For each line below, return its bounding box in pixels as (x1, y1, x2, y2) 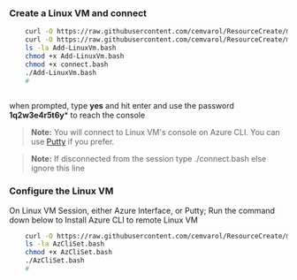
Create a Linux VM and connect (9, 7, 148, 19)
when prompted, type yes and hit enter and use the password (9, 101, 234, 111)
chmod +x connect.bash (25, 60, 109, 69)
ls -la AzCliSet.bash (25, 239, 104, 249)
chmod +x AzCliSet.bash (25, 248, 113, 257)
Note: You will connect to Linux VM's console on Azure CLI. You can (30, 127, 280, 138)
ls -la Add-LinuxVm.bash (25, 43, 117, 53)
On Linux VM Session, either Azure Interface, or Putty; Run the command (9, 205, 276, 216)
